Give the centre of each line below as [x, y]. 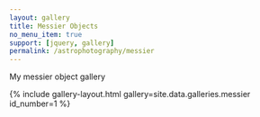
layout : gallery [40, 18]
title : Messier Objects [54, 26]
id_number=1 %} [40, 103]
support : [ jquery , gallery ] [62, 43]
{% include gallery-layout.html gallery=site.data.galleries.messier [130, 94]
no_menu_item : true [46, 34]
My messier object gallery [58, 76]
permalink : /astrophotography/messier [82, 51]
